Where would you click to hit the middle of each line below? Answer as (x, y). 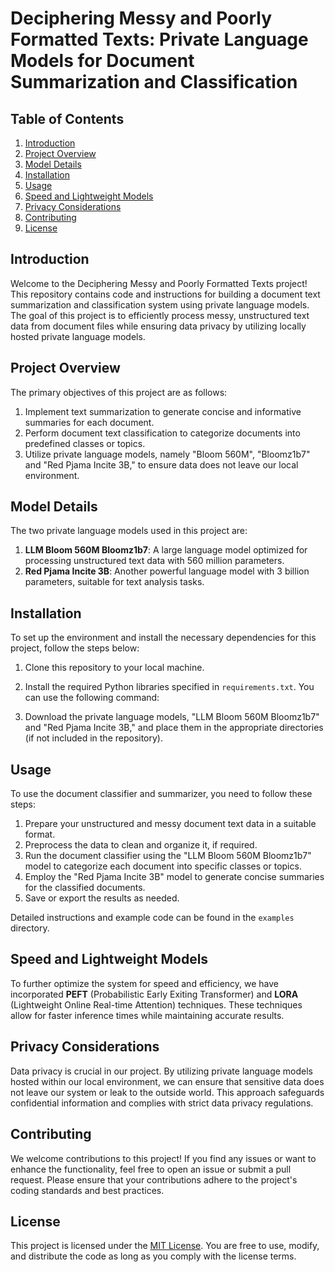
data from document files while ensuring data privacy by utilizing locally (158, 326)
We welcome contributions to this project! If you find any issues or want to (163, 1158)
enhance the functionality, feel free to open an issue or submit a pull (151, 1169)
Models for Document (102, 61)
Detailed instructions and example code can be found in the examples (152, 918)
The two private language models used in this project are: (129, 531)
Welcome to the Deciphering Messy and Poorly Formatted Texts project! (159, 283)
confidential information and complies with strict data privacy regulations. (162, 1103)
